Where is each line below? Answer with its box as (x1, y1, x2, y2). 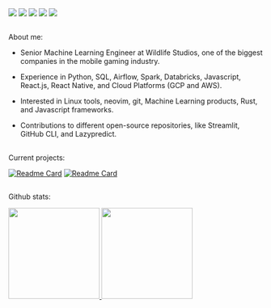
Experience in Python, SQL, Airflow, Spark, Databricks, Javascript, (19, 72, 241, 82)
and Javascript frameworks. (19, 105, 114, 115)
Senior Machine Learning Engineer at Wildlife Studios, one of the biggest (19, 48, 263, 57)
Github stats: (8, 192, 51, 201)
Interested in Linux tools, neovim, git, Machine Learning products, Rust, (19, 96, 258, 106)
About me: (8, 32, 43, 42)
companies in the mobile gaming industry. (19, 57, 160, 66)
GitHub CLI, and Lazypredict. (19, 129, 117, 139)
